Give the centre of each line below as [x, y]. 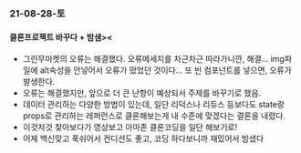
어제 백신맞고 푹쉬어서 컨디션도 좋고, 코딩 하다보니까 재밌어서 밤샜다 [143, 138]
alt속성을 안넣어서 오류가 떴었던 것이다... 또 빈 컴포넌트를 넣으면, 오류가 [166, 70]
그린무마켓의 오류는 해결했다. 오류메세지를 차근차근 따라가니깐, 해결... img [154, 59]
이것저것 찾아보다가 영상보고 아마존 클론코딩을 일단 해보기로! [130, 127]
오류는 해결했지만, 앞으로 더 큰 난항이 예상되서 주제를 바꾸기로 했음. [142, 93]
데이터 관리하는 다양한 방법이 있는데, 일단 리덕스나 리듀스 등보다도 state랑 [154, 105]
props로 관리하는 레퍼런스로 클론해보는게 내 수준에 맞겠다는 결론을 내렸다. [154, 116]
